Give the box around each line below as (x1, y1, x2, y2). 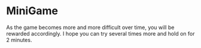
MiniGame (6, 4, 59, 18)
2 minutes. (6, 36, 32, 43)
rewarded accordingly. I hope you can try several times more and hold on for (6, 30, 195, 37)
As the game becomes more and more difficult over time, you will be (6, 24, 175, 31)
